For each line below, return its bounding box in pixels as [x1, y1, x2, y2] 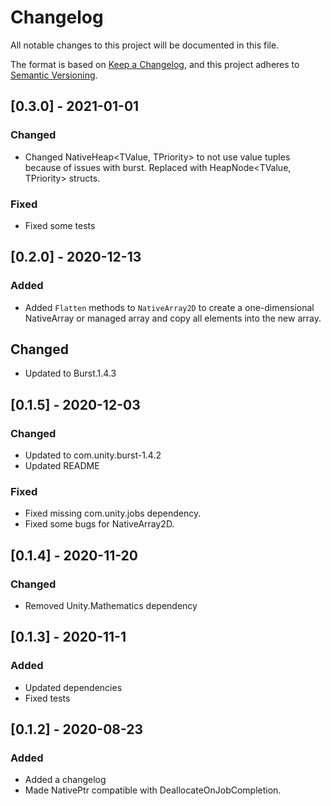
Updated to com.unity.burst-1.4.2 [24, 449, 162, 461]
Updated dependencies [24, 681, 123, 693]
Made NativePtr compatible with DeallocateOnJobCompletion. [24, 784, 282, 796]
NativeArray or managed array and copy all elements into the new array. [24, 312, 322, 324]
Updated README [24, 460, 100, 472]
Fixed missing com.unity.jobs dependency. [24, 507, 202, 520]
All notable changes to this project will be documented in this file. [10, 39, 280, 51]
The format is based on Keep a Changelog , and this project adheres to [10, 58, 300, 70]
